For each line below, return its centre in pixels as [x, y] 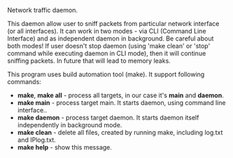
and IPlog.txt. [36, 140]
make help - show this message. [64, 147]
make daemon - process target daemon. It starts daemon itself [108, 117]
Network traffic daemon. [43, 10]
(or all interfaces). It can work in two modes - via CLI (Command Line [107, 31]
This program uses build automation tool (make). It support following [106, 74]
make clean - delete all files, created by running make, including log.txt [120, 132]
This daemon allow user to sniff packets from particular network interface [113, 23]
